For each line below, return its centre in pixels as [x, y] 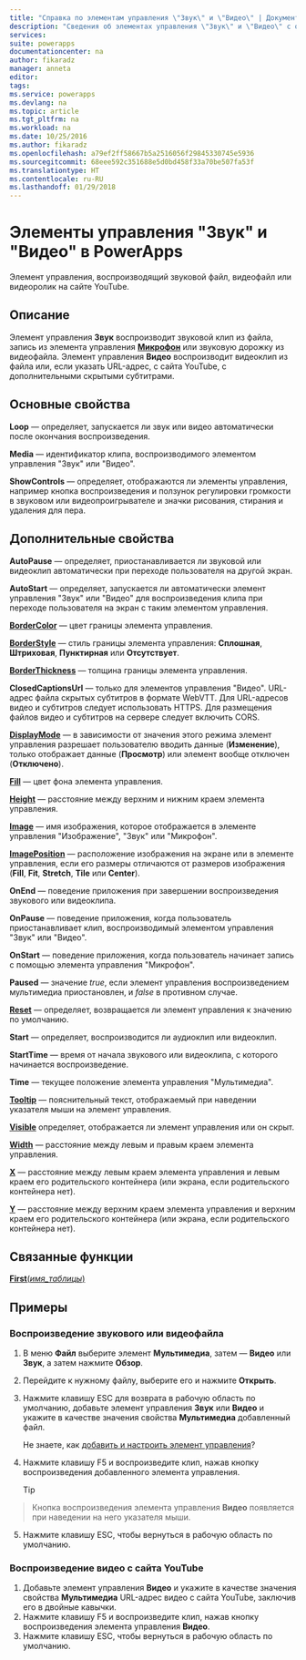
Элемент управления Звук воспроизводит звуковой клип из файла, [142, 337]
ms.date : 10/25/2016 [49, 137]
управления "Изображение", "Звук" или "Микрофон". [113, 835]
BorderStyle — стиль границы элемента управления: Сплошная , [136, 642]
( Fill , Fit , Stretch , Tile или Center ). [75, 873]
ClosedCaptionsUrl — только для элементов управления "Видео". [138, 688]
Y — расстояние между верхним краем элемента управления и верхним [153, 1209]
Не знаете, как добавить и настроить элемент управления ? [139, 1445]
